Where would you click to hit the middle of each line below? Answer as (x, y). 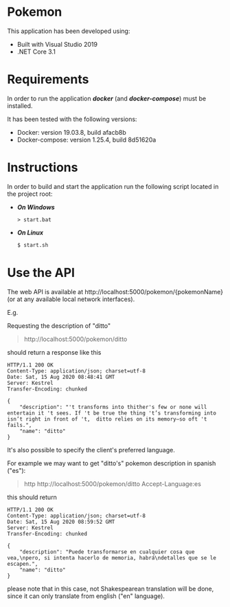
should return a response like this (54, 352)
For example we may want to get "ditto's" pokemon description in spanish (112, 463)
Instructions (43, 167)
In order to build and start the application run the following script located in (113, 186)
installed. (20, 106)
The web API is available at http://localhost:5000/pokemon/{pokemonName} (115, 291)
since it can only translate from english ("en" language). (86, 596)
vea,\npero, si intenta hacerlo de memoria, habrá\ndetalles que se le (112, 558)
